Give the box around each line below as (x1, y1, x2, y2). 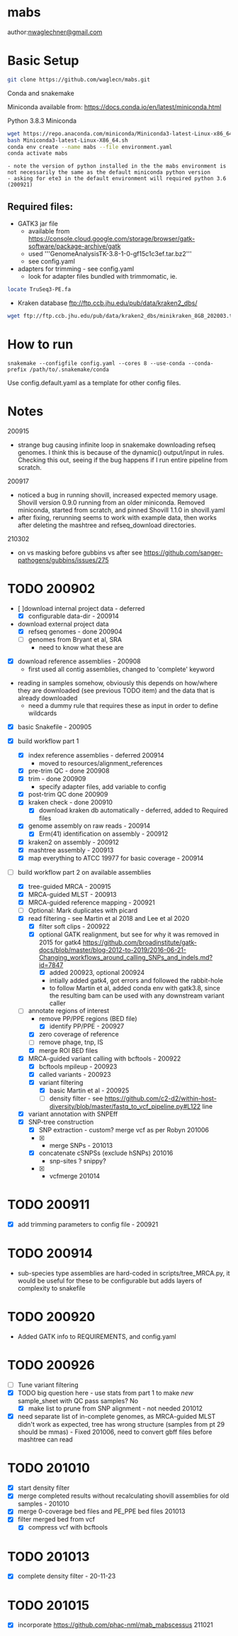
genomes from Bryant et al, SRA (28, 635, 123, 643)
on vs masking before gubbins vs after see (17, 548, 143, 557)
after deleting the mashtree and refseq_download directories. (17, 521, 197, 529)
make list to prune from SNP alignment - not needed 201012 (28, 1404, 203, 1413)
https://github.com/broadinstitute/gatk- (82, 938, 197, 947)
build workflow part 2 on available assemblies (17, 868, 152, 876)
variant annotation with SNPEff (28, 1110, 118, 1118)
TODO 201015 (7, 1597, 90, 1613)
